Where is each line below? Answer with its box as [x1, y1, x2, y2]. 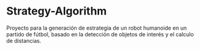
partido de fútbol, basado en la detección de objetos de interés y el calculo [6, 30, 195, 38]
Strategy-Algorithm [6, 4, 107, 18]
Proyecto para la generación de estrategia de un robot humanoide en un [6, 24, 187, 31]
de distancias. [6, 37, 41, 44]
